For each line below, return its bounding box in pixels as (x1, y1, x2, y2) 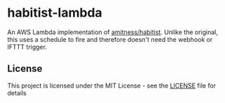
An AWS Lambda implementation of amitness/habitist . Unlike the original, (7, 28, 219, 36)
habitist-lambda (7, 5, 103, 21)
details (7, 88, 27, 97)
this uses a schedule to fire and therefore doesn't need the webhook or (7, 35, 213, 43)
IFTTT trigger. (7, 42, 48, 51)
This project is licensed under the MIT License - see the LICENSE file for (7, 81, 216, 90)
